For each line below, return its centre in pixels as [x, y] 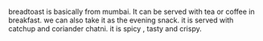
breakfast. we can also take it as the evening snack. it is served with [121, 20]
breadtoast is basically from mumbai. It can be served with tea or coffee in [131, 12]
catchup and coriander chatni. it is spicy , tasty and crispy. [105, 29]
